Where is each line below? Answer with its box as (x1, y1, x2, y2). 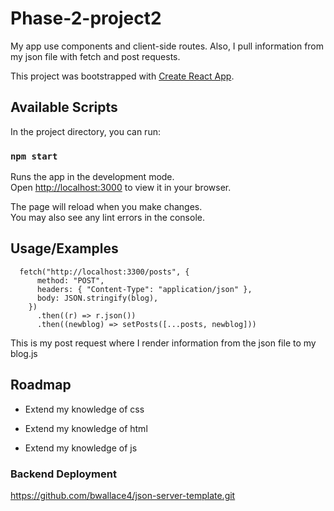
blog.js (10, 347, 38, 359)
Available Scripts (10, 99, 118, 116)
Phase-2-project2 (10, 7, 162, 30)
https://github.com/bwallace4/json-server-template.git (10, 489, 236, 501)
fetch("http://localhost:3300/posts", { (19, 267, 190, 277)
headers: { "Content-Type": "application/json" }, (36, 284, 253, 294)
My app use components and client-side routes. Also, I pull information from (10, 40, 325, 52)
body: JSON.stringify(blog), (36, 293, 159, 303)
